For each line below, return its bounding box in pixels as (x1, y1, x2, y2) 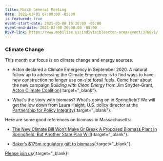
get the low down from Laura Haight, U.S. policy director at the (12, 102, 138, 108)
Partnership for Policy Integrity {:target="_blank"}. (12, 107, 112, 113)
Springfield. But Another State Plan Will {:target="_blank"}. (12, 132, 129, 138)
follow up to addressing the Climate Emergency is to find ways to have (12, 72, 154, 78)
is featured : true (5, 16, 42, 21)
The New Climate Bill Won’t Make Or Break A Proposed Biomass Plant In (12, 126, 157, 132)
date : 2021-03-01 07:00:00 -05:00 (5, 12, 76, 17)
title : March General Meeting (5, 7, 67, 12)
